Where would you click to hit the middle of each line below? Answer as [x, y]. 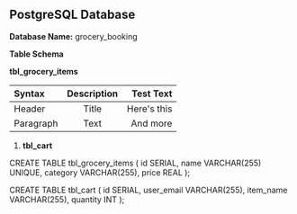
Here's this [149, 109]
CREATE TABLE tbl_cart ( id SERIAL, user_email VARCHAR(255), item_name [148, 190]
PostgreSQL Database [72, 15]
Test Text [152, 94]
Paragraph [36, 123]
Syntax [29, 94]
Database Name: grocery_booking [73, 36]
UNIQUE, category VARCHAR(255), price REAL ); [100, 172]
